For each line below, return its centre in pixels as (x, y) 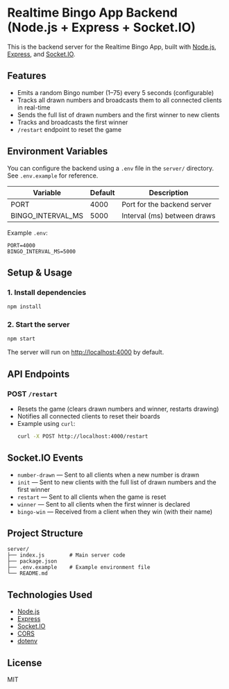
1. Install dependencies (47, 292)
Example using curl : (46, 423)
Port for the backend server (166, 204)
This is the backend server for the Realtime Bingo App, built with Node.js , (112, 46)
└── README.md (28, 574)
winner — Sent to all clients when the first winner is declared (103, 504)
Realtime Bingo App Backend (93, 13)
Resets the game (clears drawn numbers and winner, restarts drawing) (118, 409)
